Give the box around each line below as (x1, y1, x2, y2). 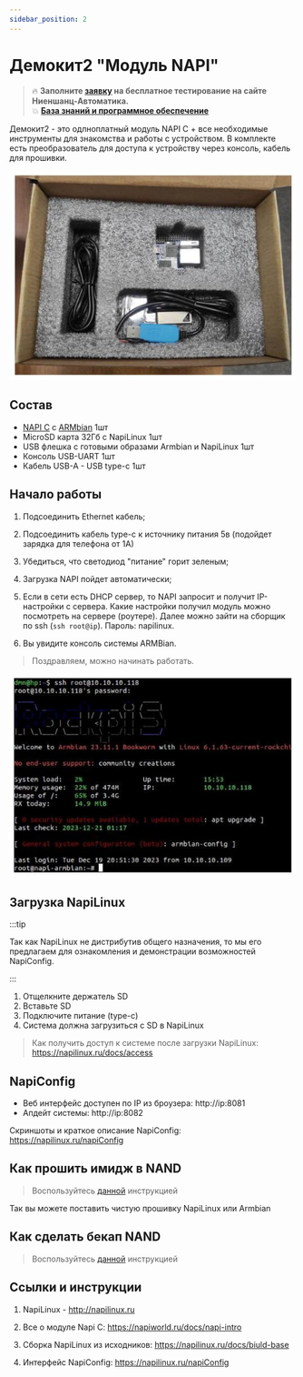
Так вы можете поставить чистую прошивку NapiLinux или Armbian (9, 1202, 271, 1213)
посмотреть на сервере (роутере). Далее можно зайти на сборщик (22, 610, 286, 621)
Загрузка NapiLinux (9, 894, 125, 910)
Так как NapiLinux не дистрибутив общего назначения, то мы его (9, 937, 262, 948)
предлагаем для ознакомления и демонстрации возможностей (9, 946, 257, 957)
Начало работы (9, 487, 103, 502)
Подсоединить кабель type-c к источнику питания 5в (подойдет (22, 528, 272, 539)
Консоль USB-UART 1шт (22, 450, 115, 461)
